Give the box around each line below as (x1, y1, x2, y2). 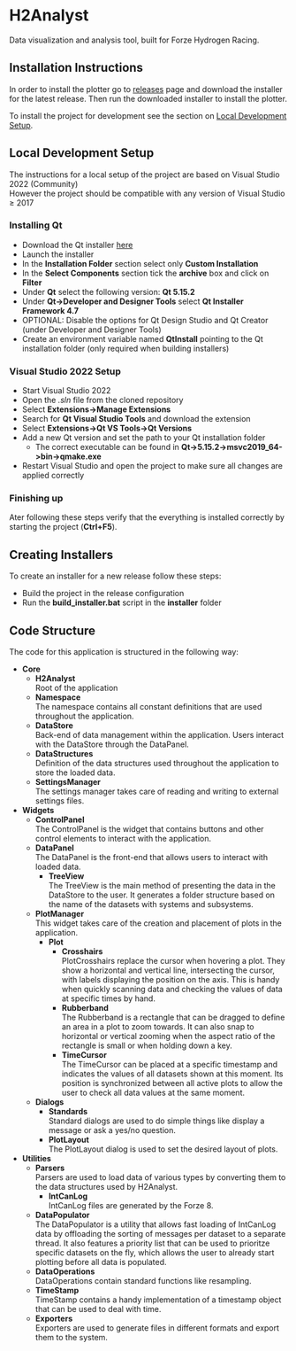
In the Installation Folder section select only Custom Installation (21, 258, 259, 268)
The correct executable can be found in (34, 442, 179, 453)
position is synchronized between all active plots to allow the (61, 1078, 283, 1089)
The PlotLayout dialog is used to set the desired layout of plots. (48, 1144, 278, 1154)
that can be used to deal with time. (34, 1304, 162, 1315)
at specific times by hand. (61, 993, 156, 1004)
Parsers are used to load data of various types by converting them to (34, 1172, 286, 1183)
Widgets (21, 805, 55, 816)
